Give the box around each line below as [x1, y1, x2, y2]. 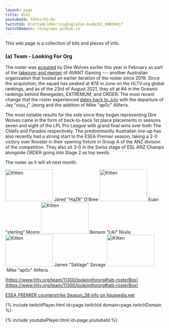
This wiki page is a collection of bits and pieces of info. [5, 40, 120, 46]
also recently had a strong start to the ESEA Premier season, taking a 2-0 [5, 133, 158, 139]
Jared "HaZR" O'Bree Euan [54, 196, 159, 203]
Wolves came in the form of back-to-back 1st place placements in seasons [5, 117, 161, 123]
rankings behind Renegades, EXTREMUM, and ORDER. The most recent [5, 91, 155, 97]
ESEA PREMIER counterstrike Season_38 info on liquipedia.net [5, 292, 135, 298]
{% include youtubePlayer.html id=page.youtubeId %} [5, 317, 118, 323]
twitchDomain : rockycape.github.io [5, 26, 80, 31]
